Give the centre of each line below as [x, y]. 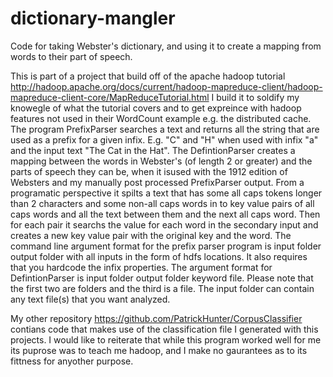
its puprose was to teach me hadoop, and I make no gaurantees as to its [159, 350]
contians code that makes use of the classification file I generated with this [164, 329]
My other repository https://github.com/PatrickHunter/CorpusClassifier [156, 318]
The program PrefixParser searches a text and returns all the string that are [165, 129]
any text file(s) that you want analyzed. [90, 299]
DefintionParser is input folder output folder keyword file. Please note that [162, 278]
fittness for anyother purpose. [72, 361]
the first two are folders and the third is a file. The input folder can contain [162, 288]
